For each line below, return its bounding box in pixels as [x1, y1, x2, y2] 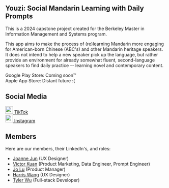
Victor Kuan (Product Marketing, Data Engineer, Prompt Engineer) [12, 161, 150, 167]
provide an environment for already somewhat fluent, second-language [5, 57, 155, 63]
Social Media [5, 92, 47, 101]
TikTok [14, 109, 29, 115]
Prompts [5, 12, 33, 21]
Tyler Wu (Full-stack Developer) [12, 177, 80, 183]
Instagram [14, 117, 36, 123]
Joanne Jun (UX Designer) [12, 155, 69, 162]
